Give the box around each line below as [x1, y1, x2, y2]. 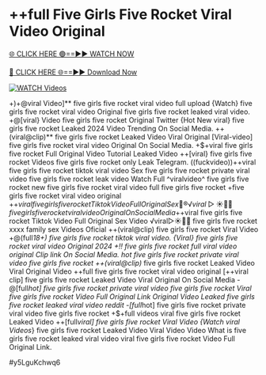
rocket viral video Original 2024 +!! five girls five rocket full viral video [9, 241, 237, 251]
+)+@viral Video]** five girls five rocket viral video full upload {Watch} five [9, 98, 253, 108]
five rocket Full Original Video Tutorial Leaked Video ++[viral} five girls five [9, 149, 253, 158]
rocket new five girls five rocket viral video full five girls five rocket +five [9, 182, 245, 191]
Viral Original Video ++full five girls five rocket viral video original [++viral [9, 267, 249, 276]
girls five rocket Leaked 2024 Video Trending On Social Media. [9, 123, 214, 133]
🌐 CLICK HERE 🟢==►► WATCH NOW [9, 49, 135, 59]
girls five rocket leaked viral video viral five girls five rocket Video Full [9, 334, 236, 343]
